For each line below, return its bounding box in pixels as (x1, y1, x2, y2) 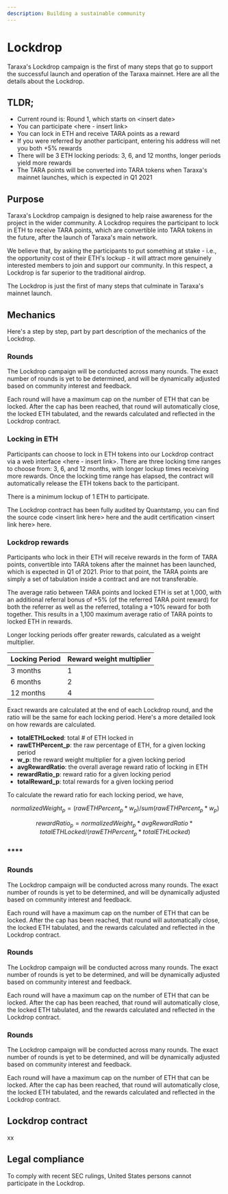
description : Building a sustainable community (7, 10, 146, 17)
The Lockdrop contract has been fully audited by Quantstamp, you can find (7, 505, 219, 514)
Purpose (7, 193, 45, 205)
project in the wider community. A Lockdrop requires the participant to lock (7, 219, 219, 227)
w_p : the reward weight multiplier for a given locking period (16, 755, 186, 764)
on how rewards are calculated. (7, 720, 96, 728)
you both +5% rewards (16, 144, 82, 152)
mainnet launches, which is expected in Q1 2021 (16, 173, 153, 182)
